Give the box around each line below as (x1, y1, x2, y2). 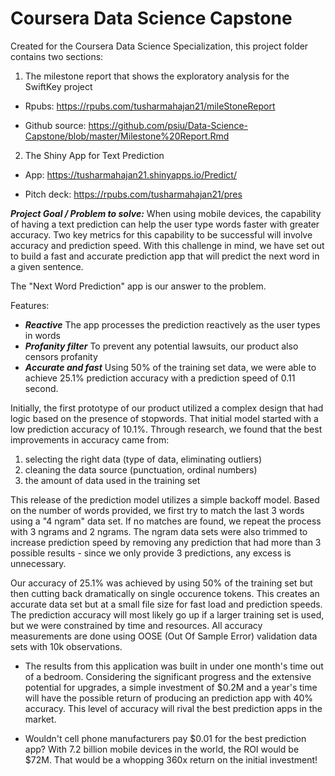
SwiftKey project (24, 80, 93, 92)
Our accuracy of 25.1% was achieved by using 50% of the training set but (10, 577, 313, 589)
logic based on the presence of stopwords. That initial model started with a (10, 412, 319, 424)
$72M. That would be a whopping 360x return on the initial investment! (24, 753, 318, 766)
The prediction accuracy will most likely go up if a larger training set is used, (10, 608, 325, 621)
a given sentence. (10, 260, 84, 272)
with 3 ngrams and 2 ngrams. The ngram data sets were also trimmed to (10, 525, 308, 537)
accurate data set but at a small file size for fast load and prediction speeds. (10, 598, 323, 610)
